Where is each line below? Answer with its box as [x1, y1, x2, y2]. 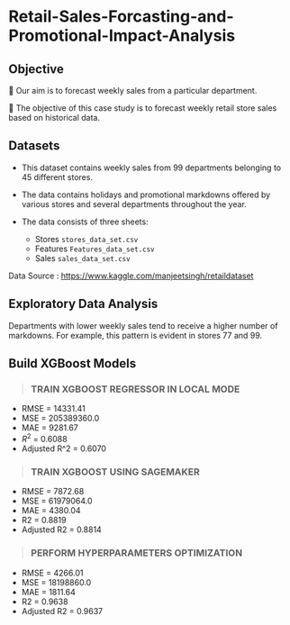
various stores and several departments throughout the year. [21, 198, 247, 209]
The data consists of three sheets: [21, 216, 150, 227]
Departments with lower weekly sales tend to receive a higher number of [8, 320, 278, 331]
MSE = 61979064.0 [21, 495, 93, 506]
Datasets [8, 138, 60, 154]
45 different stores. [21, 171, 94, 182]
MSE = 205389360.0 [21, 412, 100, 424]
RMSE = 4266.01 [21, 567, 84, 578]
